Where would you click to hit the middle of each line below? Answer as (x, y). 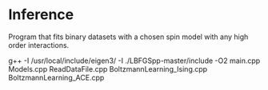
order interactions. (39, 45)
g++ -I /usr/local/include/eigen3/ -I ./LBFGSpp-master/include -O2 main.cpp (134, 61)
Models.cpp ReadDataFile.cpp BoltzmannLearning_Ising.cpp (108, 68)
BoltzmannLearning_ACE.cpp (56, 77)
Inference (41, 15)
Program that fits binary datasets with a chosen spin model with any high (128, 37)
